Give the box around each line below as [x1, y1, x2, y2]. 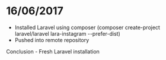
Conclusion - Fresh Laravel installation [6, 48, 100, 55]
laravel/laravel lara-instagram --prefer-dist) [14, 30, 120, 37]
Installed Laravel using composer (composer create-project [14, 24, 160, 31]
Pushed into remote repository [14, 36, 90, 43]
